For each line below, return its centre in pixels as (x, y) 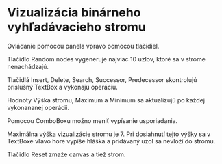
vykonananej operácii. (38, 107)
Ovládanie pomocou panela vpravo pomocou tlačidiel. (83, 46)
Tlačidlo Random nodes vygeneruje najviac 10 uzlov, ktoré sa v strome (106, 59)
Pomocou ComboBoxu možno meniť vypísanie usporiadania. (92, 120)
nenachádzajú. (28, 66)
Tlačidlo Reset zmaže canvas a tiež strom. (66, 154)
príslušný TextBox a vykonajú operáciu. (62, 87)
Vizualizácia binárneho (74, 13)
